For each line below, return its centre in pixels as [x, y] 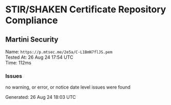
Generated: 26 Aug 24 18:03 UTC [41, 97]
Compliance [32, 20]
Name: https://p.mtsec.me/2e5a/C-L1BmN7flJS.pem [59, 52]
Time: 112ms [18, 63]
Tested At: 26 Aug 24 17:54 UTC [39, 57]
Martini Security [32, 39]
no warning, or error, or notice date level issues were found [68, 87]
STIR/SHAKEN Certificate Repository [86, 10]
